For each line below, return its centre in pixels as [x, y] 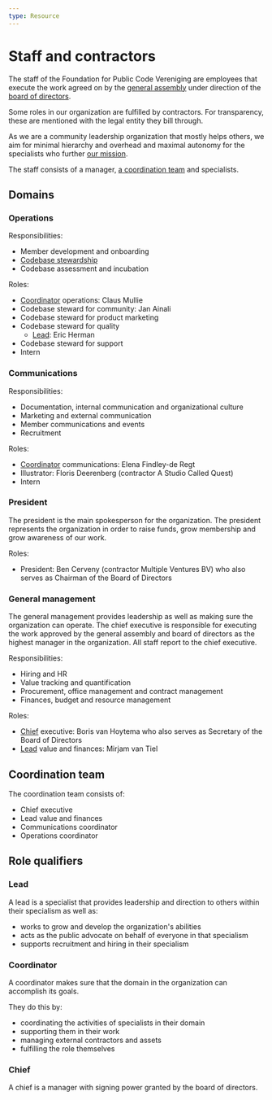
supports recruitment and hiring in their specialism [104, 944]
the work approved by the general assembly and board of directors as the [132, 634]
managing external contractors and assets [91, 1040]
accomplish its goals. [44, 991]
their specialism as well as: [53, 910]
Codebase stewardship [59, 260]
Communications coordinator [69, 827]
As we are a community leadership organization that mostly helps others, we [136, 136]
